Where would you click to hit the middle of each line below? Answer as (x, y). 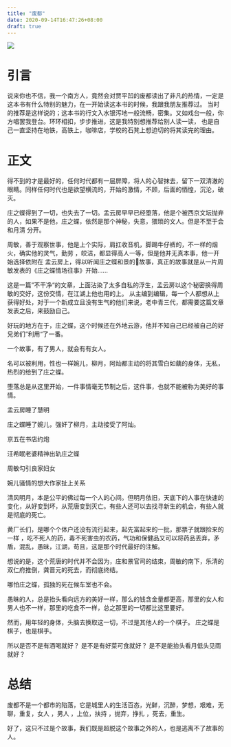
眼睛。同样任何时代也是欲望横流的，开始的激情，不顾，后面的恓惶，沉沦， (112, 189)
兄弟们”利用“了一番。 (37, 334)
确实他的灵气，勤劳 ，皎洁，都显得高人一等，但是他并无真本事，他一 (116, 253)
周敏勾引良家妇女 (31, 468)
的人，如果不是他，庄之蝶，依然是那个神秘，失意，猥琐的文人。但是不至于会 (115, 222)
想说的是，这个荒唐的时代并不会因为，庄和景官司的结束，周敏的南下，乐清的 (115, 561)
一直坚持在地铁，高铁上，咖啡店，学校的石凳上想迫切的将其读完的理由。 (115, 130)
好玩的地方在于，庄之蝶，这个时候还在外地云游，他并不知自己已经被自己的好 (115, 326)
